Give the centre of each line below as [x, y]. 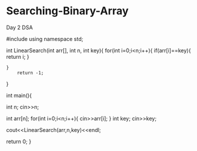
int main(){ [19, 95]
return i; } [18, 56]
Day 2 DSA [19, 27]
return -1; [30, 73]
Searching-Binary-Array [67, 11]
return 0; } [19, 141]
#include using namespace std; [45, 39]
